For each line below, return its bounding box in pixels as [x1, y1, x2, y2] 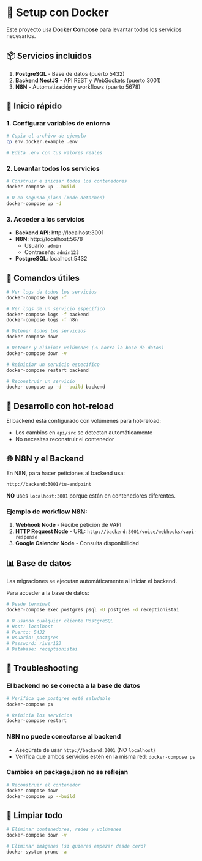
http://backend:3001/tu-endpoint [6, 481, 92, 487]
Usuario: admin [24, 242, 61, 250]
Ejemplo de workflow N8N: [6, 507, 88, 516]
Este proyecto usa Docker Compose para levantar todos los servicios [6, 26, 182, 33]
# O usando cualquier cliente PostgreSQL [6, 617, 114, 624]
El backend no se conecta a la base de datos [6, 682, 141, 690]
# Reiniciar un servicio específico [6, 361, 100, 368]
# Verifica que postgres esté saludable [6, 695, 111, 701]
